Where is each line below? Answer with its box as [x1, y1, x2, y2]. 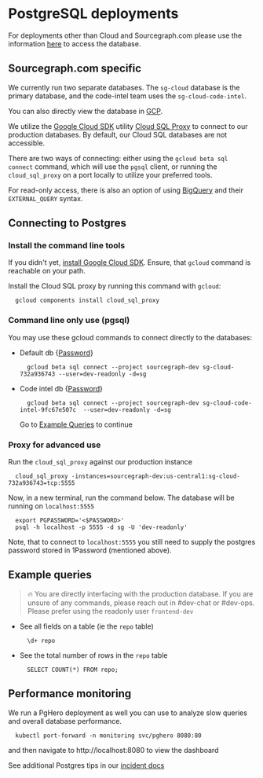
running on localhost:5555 [8, 501, 95, 511]
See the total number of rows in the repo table [19, 650, 168, 660]
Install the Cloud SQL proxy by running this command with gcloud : [8, 281, 221, 291]
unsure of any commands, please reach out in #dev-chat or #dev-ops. [27, 598, 255, 607]
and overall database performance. [8, 716, 122, 725]
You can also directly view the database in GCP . [8, 106, 163, 116]
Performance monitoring [8, 687, 132, 700]
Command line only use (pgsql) [8, 315, 130, 326]
